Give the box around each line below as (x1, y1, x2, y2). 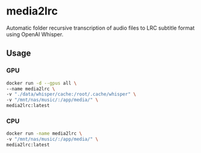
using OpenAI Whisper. (6, 30, 63, 37)
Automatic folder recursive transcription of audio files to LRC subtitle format (6, 24, 195, 31)
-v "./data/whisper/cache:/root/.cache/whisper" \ (6, 91, 136, 97)
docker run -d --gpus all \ (6, 80, 77, 86)
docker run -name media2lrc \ (6, 131, 83, 137)
